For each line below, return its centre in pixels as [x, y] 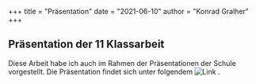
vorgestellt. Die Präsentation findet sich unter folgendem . [114, 71]
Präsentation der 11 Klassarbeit [86, 44]
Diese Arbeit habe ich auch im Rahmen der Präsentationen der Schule [122, 63]
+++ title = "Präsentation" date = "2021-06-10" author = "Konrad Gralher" [129, 11]
